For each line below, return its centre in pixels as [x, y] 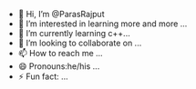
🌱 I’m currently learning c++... [74, 33]
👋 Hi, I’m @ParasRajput [61, 14]
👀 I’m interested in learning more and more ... [103, 24]
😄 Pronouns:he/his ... [59, 66]
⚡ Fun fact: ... [43, 76]
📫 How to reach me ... [60, 53]
